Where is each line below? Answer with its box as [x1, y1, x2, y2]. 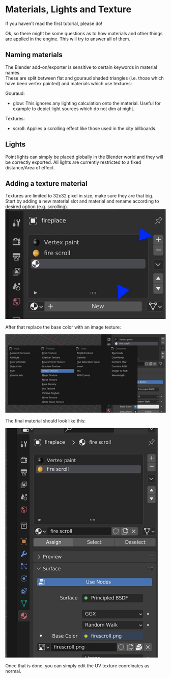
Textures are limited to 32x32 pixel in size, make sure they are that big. [5, 193, 154, 199]
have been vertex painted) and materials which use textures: [5, 80, 132, 86]
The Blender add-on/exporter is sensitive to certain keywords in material [5, 64, 157, 70]
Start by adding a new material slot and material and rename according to [5, 198, 159, 205]
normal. [5, 668, 21, 674]
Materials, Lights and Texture [5, 4, 131, 15]
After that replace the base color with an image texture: [5, 324, 121, 330]
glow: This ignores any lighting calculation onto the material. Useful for [12, 100, 161, 106]
